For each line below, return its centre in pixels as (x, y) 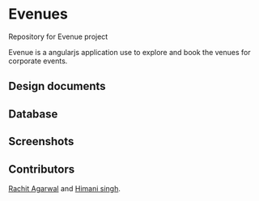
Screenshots (41, 141)
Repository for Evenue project (58, 36)
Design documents (57, 86)
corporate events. (38, 61)
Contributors (42, 169)
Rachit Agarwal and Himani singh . (65, 188)
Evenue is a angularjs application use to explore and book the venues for (129, 52)
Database (33, 114)
